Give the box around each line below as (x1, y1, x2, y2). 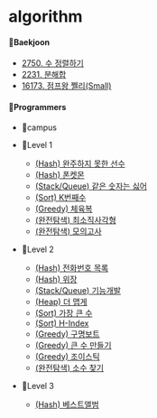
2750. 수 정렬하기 (21, 58, 85, 69)
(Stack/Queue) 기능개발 (34, 284, 121, 295)
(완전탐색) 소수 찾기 (34, 362, 105, 373)
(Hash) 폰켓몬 (34, 169, 85, 180)
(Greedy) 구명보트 (34, 328, 100, 339)
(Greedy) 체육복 (34, 203, 93, 214)
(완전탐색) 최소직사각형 (34, 214, 116, 225)
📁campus (21, 122, 58, 133)
